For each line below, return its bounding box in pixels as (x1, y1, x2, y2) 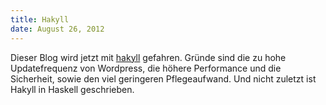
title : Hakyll (10, 14, 70, 25)
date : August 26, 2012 (10, 24, 105, 34)
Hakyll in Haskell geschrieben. (10, 83, 135, 95)
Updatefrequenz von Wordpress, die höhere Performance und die (10, 62, 282, 74)
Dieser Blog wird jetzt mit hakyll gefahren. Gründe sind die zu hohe (10, 51, 287, 63)
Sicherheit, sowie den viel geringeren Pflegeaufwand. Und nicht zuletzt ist (10, 72, 317, 85)
